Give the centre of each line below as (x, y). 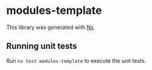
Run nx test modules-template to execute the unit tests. (76, 60)
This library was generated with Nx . (51, 27)
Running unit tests (42, 46)
